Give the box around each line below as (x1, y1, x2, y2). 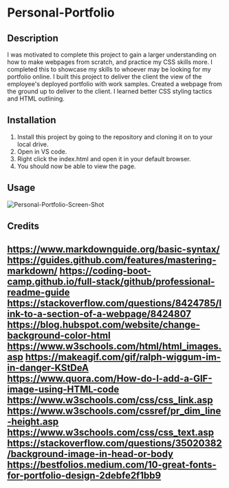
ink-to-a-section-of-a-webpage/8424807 (7, 308, 191, 320)
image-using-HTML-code (7, 384, 120, 396)
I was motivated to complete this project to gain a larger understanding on (7, 50, 217, 59)
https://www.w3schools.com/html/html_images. (7, 340, 222, 352)
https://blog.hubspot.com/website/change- (7, 319, 201, 331)
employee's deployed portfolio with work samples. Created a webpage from (7, 80, 222, 88)
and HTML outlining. (7, 94, 65, 103)
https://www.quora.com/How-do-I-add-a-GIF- (7, 373, 212, 385)
